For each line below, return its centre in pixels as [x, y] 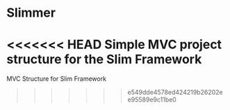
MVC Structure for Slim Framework [57, 79]
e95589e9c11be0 [152, 100]
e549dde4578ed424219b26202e [175, 93]
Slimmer [31, 13]
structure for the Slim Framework [104, 60]
